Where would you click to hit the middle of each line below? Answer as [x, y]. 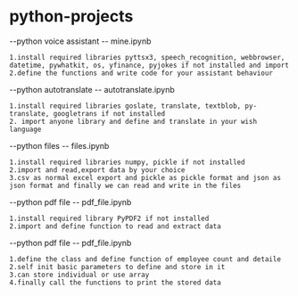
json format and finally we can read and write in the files [125, 185]
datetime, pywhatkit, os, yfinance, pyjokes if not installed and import [149, 65]
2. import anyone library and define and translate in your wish [133, 121]
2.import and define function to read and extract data [115, 226]
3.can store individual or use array [79, 275]
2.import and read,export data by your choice [97, 170]
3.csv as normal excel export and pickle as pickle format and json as [145, 177]
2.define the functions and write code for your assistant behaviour [141, 73]
